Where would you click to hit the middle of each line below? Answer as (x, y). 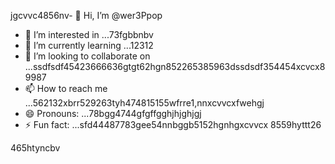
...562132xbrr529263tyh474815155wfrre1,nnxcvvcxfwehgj (144, 103)
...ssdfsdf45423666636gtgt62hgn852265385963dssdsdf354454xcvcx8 (175, 66)
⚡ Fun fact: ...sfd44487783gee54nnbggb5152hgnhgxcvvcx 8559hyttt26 (173, 124)
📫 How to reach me (66, 88)
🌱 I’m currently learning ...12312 (89, 45)
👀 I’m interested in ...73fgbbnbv (89, 34)
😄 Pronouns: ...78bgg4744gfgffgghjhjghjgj (113, 113)
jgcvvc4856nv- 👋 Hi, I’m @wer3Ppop (86, 15)
